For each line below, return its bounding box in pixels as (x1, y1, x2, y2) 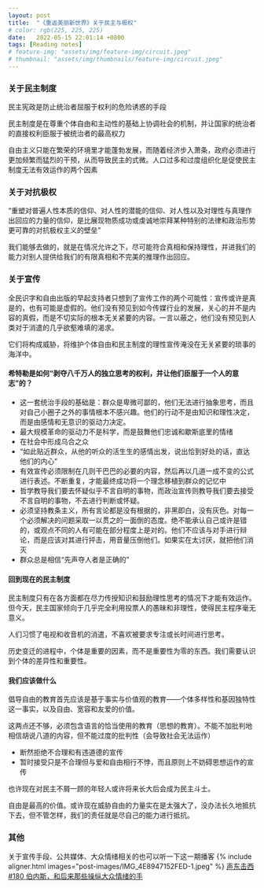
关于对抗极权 (8, 186, 57, 197)
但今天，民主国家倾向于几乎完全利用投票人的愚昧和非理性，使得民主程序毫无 (8, 603, 256, 613)
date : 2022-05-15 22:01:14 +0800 (8, 33, 125, 42)
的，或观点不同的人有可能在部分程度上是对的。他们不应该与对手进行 (19, 525, 240, 535)
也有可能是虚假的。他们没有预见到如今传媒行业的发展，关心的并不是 (28, 303, 249, 312)
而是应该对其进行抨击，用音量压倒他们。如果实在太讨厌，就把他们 (33, 535, 247, 544)
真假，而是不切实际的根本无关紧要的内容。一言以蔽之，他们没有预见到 (21, 312, 249, 322)
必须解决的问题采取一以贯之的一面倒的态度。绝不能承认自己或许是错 (26, 515, 247, 525)
